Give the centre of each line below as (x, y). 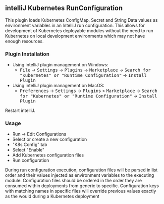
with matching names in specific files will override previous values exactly (81, 191)
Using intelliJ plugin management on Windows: (60, 65)
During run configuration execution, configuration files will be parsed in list (81, 170)
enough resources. (24, 41)
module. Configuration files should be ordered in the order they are (74, 181)
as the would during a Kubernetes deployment (52, 196)
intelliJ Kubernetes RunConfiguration (64, 8)
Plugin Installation (27, 54)
